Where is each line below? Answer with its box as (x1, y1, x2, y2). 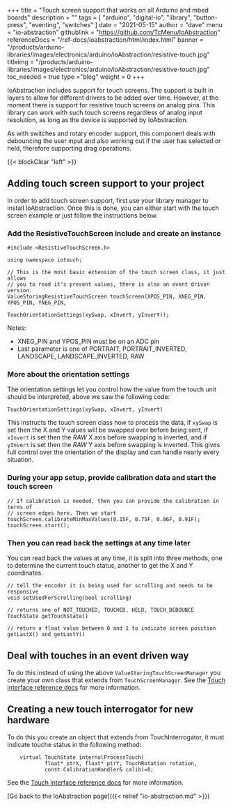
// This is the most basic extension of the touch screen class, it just (7, 269, 226, 276)
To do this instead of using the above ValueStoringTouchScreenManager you (7, 668, 221, 677)
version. (7, 287, 33, 294)
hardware (7, 714, 50, 726)
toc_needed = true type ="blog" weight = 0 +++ (7, 73, 145, 81)
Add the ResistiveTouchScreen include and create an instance (7, 228, 221, 238)
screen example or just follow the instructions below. (7, 211, 159, 219)
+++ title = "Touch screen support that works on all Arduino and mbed (7, 6, 209, 14)
